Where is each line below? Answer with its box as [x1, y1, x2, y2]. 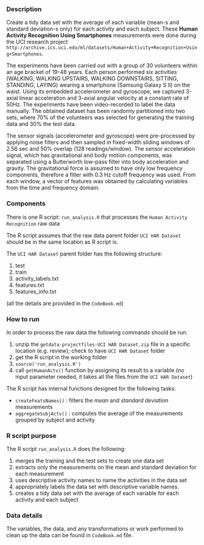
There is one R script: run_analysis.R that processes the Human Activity [6, 213, 188, 221]
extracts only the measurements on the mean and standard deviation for [15, 464, 197, 471]
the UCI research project [6, 38, 68, 46]
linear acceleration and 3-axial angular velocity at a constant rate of [19, 94, 189, 102]
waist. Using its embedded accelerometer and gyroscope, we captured [6, 88, 185, 95]
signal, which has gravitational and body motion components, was [6, 152, 172, 159]
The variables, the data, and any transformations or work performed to [6, 525, 184, 533]
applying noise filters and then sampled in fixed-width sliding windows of [6, 139, 190, 146]
